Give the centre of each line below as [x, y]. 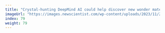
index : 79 [15, 18]
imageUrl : [15, 14]
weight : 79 [16, 23]
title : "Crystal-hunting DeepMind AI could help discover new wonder [78, 9]
